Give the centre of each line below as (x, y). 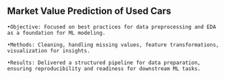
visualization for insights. (49, 50)
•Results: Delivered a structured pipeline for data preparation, (104, 63)
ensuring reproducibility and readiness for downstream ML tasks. (104, 68)
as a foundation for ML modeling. (57, 33)
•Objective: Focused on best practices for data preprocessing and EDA (111, 27)
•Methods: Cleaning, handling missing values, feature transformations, (113, 45)
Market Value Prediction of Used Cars (89, 11)
